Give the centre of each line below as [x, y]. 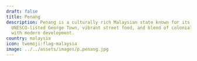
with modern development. [43, 33]
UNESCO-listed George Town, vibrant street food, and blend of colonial [102, 28]
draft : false [22, 11]
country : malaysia [28, 38]
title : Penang [23, 17]
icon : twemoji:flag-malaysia [42, 44]
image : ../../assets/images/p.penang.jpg [57, 49]
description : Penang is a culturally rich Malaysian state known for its [98, 22]
